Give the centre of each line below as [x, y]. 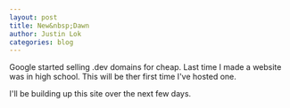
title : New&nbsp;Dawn [50, 26]
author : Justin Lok [46, 34]
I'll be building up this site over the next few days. [100, 94]
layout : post [33, 17]
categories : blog [41, 42]
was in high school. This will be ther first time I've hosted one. [123, 77]
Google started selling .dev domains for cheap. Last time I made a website [145, 67]
